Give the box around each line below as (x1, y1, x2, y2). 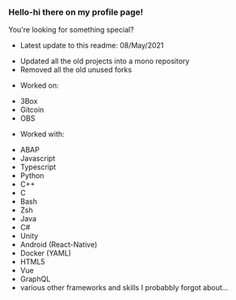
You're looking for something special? (8, 25, 135, 35)
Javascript (19, 153, 56, 164)
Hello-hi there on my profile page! (8, 6, 144, 18)
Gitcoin (19, 105, 44, 115)
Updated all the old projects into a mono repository (19, 56, 190, 66)
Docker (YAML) (19, 248, 71, 258)
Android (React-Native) (19, 240, 98, 250)
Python (19, 171, 44, 181)
